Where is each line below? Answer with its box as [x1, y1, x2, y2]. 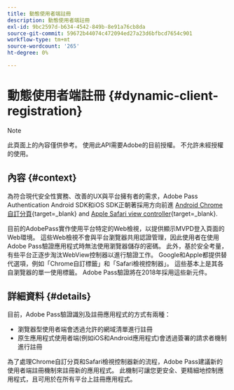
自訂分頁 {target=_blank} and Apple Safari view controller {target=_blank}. [7, 209, 219, 218]
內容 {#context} [7, 172, 77, 184]
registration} [7, 103, 83, 119]
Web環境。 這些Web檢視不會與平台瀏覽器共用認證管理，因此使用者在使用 [7, 232, 219, 242]
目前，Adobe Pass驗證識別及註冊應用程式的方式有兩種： [7, 310, 171, 319]
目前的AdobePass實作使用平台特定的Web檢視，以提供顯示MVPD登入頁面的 [7, 224, 226, 232]
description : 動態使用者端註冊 [7, 17, 90, 24]
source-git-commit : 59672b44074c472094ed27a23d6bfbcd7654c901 [7, 29, 193, 37]
